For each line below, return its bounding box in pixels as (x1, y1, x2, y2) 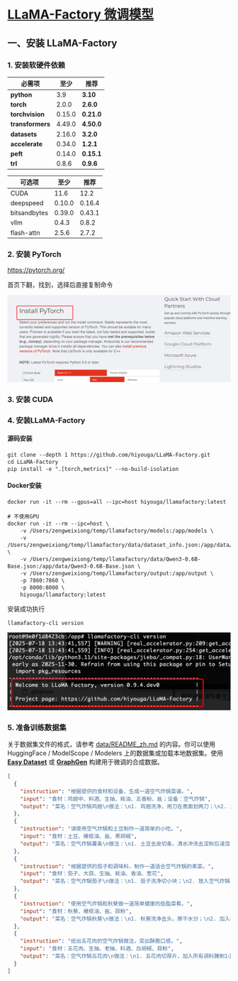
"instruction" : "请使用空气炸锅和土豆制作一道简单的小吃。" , (20, 825, 183, 833)
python (10, 90, 33, 99)
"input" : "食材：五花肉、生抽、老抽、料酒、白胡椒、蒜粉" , (20, 945, 175, 953)
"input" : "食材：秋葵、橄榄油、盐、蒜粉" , (20, 907, 132, 915)
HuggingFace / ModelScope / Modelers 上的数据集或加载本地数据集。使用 (7, 749, 224, 757)
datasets (10, 129, 38, 139)
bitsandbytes (10, 209, 48, 217)
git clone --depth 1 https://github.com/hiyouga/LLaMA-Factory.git (7, 451, 211, 458)
